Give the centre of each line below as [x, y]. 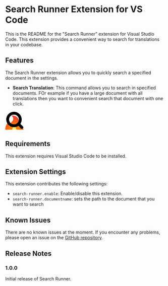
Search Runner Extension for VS [74, 9]
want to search [28, 204]
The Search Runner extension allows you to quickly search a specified [78, 73]
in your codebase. [24, 44]
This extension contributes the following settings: [56, 184]
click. [18, 104]
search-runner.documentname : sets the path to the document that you [83, 199]
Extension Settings [36, 171]
